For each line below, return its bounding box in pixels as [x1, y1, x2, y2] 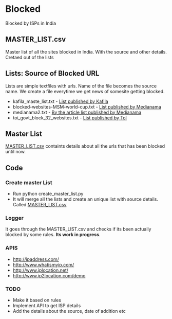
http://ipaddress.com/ [12, 256, 59, 262]
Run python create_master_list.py [12, 191, 84, 197]
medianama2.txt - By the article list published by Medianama [12, 109, 142, 115]
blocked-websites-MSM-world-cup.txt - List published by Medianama [12, 103, 162, 110]
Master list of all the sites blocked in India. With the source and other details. [5, 48, 167, 55]
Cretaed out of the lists [5, 54, 54, 60]
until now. [5, 149, 26, 155]
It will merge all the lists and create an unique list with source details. [12, 196, 158, 202]
